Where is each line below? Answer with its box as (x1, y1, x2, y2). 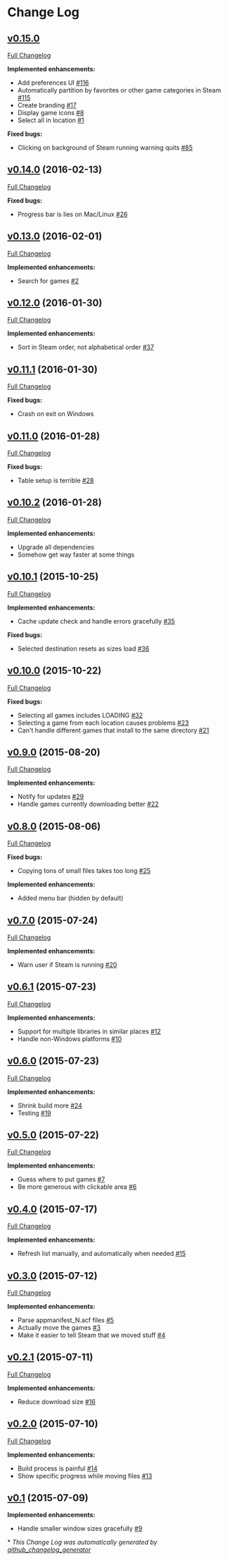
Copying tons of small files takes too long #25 (17, 867, 151, 875)
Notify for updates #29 (17, 793, 84, 801)
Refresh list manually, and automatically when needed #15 (17, 1250, 186, 1258)
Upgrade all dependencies (17, 542, 95, 551)
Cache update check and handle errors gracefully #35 (17, 617, 175, 625)
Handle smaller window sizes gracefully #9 (17, 1524, 143, 1533)
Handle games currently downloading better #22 (17, 800, 159, 809)
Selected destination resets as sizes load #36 (17, 644, 150, 653)
